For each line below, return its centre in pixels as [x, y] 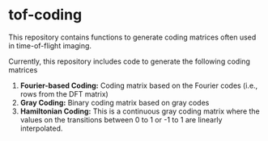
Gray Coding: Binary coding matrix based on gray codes [115, 102]
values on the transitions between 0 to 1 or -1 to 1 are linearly [121, 119]
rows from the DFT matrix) [64, 93]
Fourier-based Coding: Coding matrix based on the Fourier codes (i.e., [139, 85]
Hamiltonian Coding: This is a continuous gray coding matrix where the [140, 111]
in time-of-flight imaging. [50, 45]
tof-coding [45, 15]
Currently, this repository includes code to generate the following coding [130, 61]
